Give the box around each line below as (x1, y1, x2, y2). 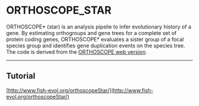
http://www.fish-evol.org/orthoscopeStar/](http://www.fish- (8, 86, 154, 94)
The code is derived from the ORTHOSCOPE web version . (6, 48, 147, 55)
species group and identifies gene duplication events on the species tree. (6, 42, 185, 49)
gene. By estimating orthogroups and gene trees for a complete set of (6, 29, 177, 36)
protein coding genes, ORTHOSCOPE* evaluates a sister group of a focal (6, 36, 184, 43)
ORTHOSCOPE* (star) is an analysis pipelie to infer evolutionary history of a (6, 23, 191, 30)
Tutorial (6, 71, 36, 81)
